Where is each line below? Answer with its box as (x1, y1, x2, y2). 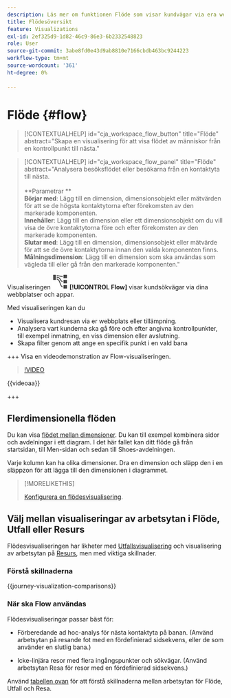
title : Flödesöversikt (7, 18, 72, 25)
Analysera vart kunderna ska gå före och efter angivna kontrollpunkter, (16, 325, 218, 333)
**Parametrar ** (23, 187, 72, 196)
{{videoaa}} (7, 379, 41, 387)
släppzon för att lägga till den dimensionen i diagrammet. (7, 466, 168, 475)
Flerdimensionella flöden (7, 412, 116, 424)
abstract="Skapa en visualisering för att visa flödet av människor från (23, 137, 221, 145)
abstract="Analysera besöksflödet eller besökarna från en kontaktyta (23, 165, 220, 174)
